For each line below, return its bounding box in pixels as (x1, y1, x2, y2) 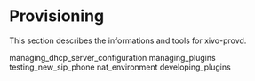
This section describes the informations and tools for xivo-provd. (9, 35, 247, 46)
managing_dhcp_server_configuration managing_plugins (9, 52, 216, 63)
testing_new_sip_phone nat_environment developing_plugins (9, 62, 231, 72)
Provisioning (9, 6, 105, 26)
